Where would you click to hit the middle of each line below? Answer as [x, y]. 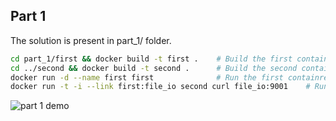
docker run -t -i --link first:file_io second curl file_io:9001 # [160, 87]
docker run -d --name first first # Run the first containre [169, 77]
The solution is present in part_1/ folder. [91, 40]
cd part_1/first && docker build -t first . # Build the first [151, 59]
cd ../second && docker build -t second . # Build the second [154, 68]
